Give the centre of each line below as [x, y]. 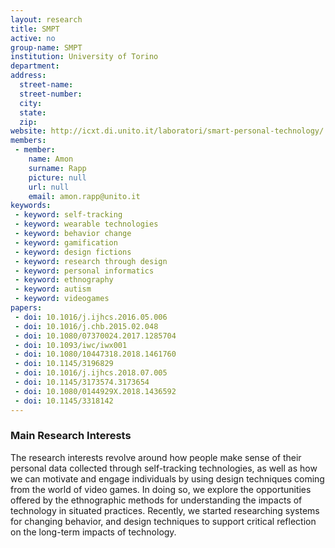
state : [33, 112]
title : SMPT [35, 29]
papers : [26, 308]
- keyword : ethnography [64, 280]
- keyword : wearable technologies [86, 224]
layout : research [46, 19]
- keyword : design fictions [73, 252]
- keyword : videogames [62, 299]
